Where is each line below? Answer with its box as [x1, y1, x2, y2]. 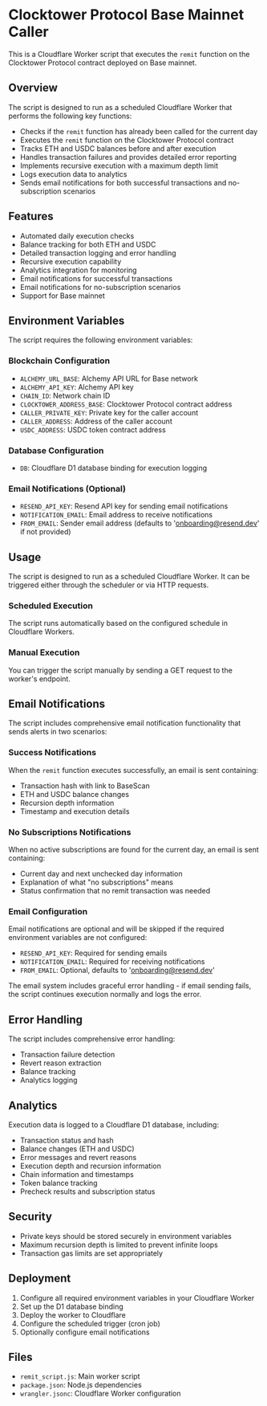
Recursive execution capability [19, 256, 122, 266]
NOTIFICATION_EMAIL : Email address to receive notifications [19, 510, 213, 520]
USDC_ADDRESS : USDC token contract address [19, 424, 166, 435]
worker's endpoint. [8, 673, 71, 684]
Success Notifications [8, 747, 97, 758]
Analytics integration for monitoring [19, 265, 138, 275]
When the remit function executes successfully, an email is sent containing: [8, 765, 259, 775]
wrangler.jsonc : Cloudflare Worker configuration [19, 1388, 182, 1399]
